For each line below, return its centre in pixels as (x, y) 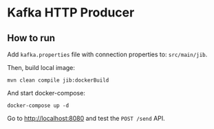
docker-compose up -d (38, 106)
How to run (31, 38)
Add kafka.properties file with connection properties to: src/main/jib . (107, 54)
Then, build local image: (41, 68)
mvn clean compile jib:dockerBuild (58, 80)
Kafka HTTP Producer (71, 13)
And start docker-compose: (46, 93)
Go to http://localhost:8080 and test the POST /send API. (86, 118)
